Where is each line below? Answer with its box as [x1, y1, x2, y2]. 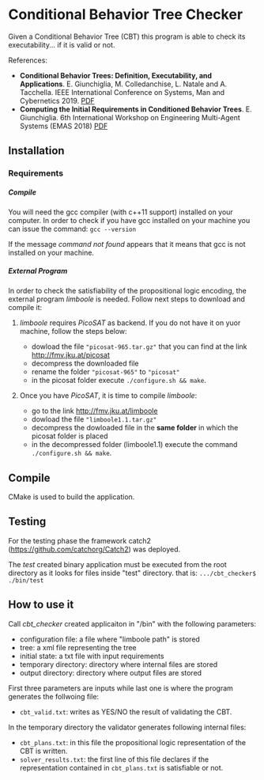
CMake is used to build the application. [8, 492, 135, 502]
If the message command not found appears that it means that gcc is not [8, 240, 247, 249]
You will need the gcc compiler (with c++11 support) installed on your [8, 207, 233, 217]
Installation [8, 144, 65, 157]
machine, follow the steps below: [19, 327, 128, 336]
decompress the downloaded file [31, 358, 140, 369]
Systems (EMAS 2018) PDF [19, 121, 108, 131]
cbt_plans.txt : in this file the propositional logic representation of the [19, 737, 247, 747]
